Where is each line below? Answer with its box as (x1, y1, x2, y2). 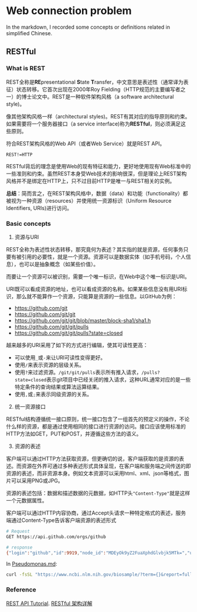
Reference (6, 586, 36, 594)
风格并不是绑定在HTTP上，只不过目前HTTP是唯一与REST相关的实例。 (6, 177, 175, 184)
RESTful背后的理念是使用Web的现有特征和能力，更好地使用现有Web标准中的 (6, 162, 191, 169)
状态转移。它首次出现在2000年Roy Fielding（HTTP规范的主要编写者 (16, 86, 181, 93)
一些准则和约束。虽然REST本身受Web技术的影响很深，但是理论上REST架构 (6, 170, 187, 177)
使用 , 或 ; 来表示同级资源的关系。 (14, 390, 93, 397)
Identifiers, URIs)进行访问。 (6, 204, 72, 212)
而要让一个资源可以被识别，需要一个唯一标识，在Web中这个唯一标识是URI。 (6, 273, 191, 280)
